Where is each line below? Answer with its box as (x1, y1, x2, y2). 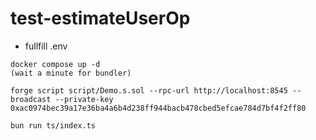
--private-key (54, 94, 114, 104)
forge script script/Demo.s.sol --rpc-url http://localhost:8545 (10, 85, 288, 96)
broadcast (10, 94, 52, 104)
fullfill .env (24, 40, 68, 52)
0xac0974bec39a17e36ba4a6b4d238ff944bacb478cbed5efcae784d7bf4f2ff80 (10, 103, 307, 113)
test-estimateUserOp (10, 7, 191, 30)
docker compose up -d (10, 59, 101, 69)
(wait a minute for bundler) (10, 68, 132, 78)
